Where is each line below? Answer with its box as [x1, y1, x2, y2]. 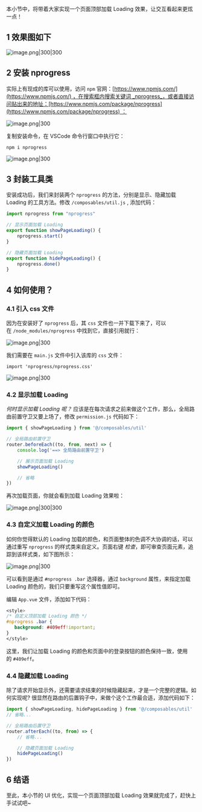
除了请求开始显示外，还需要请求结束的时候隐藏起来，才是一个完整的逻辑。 [6, 687, 191, 694]
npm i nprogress [6, 144, 47, 150]
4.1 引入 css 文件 [6, 305, 54, 313]
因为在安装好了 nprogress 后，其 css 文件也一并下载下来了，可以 [6, 320, 166, 326]
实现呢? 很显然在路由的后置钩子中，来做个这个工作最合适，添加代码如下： [11, 694, 196, 701]
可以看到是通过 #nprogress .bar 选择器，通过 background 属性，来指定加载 [6, 575, 191, 583]
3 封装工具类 [6, 174, 53, 185]
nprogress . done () [17, 261, 61, 267]
